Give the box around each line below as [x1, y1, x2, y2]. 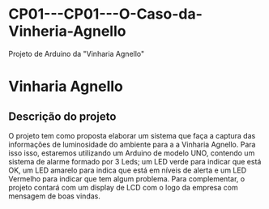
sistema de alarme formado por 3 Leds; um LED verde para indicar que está [8, 156, 262, 166]
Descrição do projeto [8, 109, 117, 123]
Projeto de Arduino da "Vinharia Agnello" [8, 49, 145, 58]
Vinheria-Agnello [8, 22, 126, 41]
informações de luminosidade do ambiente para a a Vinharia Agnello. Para [8, 139, 256, 149]
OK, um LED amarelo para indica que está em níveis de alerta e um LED [8, 165, 247, 175]
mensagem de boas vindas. [8, 191, 101, 201]
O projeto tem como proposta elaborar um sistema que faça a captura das [8, 130, 256, 140]
